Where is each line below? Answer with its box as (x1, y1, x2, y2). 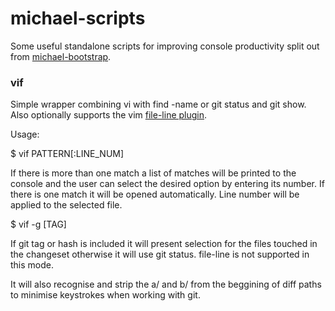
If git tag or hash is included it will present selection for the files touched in (10, 238, 318, 250)
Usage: (10, 128, 40, 141)
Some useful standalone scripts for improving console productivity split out (10, 40, 320, 52)
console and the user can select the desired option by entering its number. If (10, 178, 325, 190)
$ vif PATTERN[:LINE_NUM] (10, 148, 125, 160)
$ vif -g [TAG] (10, 218, 67, 231)
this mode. (10, 259, 55, 271)
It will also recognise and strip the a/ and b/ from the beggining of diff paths (10, 278, 322, 291)
